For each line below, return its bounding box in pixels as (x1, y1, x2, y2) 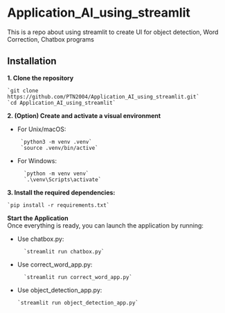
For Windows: (17, 156, 57, 164)
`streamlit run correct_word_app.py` (24, 273, 133, 280)
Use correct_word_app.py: (17, 260, 93, 269)
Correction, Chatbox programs (7, 35, 95, 43)
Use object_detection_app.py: (17, 286, 102, 294)
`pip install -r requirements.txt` (7, 201, 110, 209)
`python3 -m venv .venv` (20, 138, 92, 145)
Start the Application (7, 214, 69, 222)
